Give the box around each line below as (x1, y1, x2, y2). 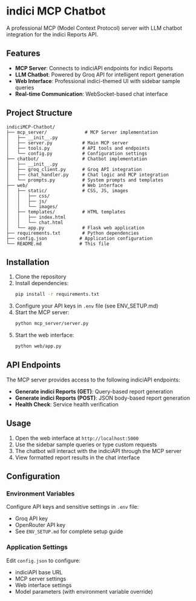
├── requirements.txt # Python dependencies (6, 230, 139, 236)
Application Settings (6, 543, 68, 551)
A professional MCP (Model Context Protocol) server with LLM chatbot (6, 24, 183, 32)
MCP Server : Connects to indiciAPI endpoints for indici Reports (15, 64, 174, 72)
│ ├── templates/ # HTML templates (6, 209, 126, 215)
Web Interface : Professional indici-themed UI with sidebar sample (15, 77, 180, 84)
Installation (6, 257, 50, 267)
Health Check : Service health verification (15, 400, 119, 408)
